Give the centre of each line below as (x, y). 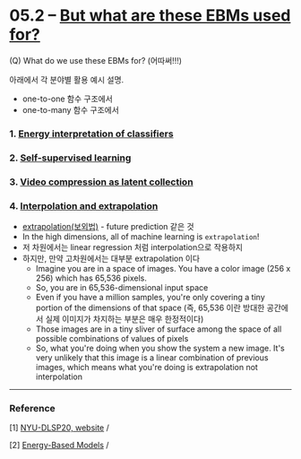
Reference (32, 408)
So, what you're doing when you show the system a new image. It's (160, 348)
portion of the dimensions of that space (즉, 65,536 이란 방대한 (150, 307)
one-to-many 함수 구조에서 (70, 109)
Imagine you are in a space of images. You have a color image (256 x (163, 268)
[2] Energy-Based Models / (59, 446)
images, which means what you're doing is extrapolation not (146, 367)
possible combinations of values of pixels (112, 338)
